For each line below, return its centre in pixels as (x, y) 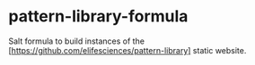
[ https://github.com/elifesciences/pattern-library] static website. (127, 50)
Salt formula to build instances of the (77, 41)
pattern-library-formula (98, 16)
